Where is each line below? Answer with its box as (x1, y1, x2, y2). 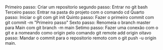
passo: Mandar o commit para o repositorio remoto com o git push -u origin (5, 35, 157, 41)
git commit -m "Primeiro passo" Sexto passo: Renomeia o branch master (5, 19, 151, 25)
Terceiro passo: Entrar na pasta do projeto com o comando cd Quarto (5, 9, 145, 15)
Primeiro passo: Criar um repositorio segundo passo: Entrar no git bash (5, 4, 148, 10)
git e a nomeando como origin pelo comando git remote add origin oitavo (5, 30, 152, 35)
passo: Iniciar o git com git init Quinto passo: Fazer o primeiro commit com (5, 15, 154, 20)
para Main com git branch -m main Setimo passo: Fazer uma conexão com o (5, 25, 159, 31)
